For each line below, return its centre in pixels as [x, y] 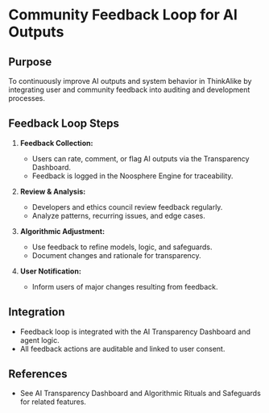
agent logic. [39, 340]
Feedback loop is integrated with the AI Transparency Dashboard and [135, 332]
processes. [27, 98]
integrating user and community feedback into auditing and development [129, 90]
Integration [37, 312]
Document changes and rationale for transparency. [116, 255]
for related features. [53, 402]
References [38, 374]
